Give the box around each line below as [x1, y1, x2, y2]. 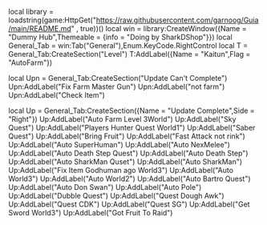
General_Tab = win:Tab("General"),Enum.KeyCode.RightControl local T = [8, 41, 249, 50]
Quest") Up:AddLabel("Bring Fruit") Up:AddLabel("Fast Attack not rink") [8, 131, 246, 141]
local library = [8, 7, 55, 16]
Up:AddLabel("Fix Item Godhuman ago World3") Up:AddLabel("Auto [8, 166, 234, 175]
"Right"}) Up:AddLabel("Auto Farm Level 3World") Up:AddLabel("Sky [8, 115, 237, 123]
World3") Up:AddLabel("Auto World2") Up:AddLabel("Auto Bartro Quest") [8, 174, 251, 183]
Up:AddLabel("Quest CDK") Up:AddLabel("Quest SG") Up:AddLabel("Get [8, 199, 250, 209]
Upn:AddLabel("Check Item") [8, 90, 106, 99]
